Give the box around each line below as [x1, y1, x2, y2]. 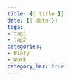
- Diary [7, 50, 30, 57]
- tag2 [7, 37, 27, 44]
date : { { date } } [7, 17, 58, 24]
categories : [7, 43, 42, 50]
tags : [7, 23, 23, 30]
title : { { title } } [7, 10, 65, 18]
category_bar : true [7, 63, 65, 70]
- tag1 [7, 30, 27, 37]
